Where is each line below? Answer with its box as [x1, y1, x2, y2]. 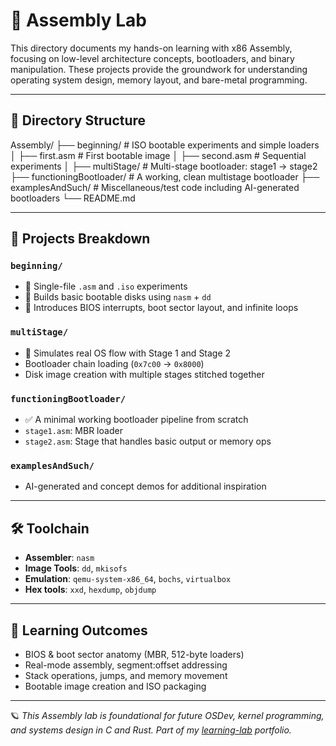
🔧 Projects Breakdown [10, 230, 151, 248]
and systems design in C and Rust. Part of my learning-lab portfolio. [10, 724, 292, 736]
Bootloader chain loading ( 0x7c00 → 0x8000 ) [24, 357, 205, 369]
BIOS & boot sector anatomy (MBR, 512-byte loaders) [24, 648, 245, 660]
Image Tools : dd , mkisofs [24, 562, 128, 574]
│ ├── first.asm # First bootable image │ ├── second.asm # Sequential [10, 149, 307, 161]
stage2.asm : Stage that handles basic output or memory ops [24, 435, 272, 448]
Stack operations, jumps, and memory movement [24, 669, 228, 681]
